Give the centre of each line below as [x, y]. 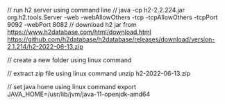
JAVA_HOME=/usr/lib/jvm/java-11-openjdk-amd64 [79, 94]
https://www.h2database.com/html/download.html [79, 32]
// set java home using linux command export [72, 87]
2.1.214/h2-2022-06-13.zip [45, 47]
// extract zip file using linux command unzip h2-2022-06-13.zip [99, 73]
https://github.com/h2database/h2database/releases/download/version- [111, 39]
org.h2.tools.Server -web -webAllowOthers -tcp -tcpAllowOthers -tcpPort [112, 17]
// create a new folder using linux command [69, 60]
